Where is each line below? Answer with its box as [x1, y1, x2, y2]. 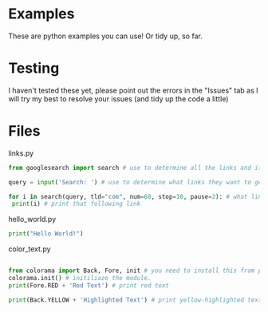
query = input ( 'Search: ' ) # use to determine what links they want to [8, 178, 251, 186]
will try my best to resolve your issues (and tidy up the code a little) [8, 93, 229, 104]
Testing [8, 59, 60, 77]
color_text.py [8, 244, 51, 254]
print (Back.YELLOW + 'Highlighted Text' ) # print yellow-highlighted [8, 296, 245, 304]
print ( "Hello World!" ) [8, 230, 84, 238]
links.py [8, 148, 34, 158]
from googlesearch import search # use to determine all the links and [8, 164, 251, 172]
